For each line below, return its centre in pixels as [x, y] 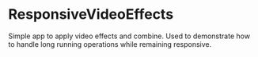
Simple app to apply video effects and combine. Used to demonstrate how [129, 36]
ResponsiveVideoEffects [91, 14]
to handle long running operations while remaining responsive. [110, 44]
